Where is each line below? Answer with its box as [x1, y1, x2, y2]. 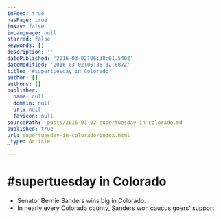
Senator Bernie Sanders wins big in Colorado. [16, 197, 146, 205]
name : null [13, 94, 45, 101]
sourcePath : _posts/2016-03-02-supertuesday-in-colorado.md [7, 118, 183, 126]
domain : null [13, 100, 51, 107]
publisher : [7, 87, 38, 94]
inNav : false [7, 23, 45, 30]
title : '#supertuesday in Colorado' [7, 67, 112, 74]
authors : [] [7, 81, 41, 87]
